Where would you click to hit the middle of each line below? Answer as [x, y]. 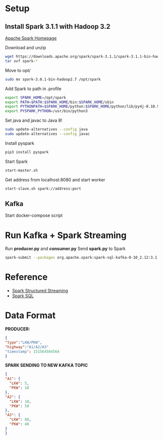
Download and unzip [26, 48]
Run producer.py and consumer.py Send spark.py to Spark [65, 249]
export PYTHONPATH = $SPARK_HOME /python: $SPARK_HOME [57, 107]
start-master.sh [21, 170]
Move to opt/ [18, 70]
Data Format [30, 316]
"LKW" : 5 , [19, 383]
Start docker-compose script [34, 215]
